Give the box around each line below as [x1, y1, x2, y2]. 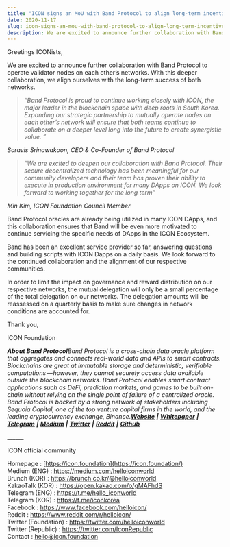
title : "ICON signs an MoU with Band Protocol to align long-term [7, 10, 201, 17]
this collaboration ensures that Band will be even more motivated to [7, 222, 197, 230]
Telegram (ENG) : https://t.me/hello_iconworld [7, 489, 137, 497]
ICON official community [7, 446, 77, 454]
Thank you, [7, 320, 39, 329]
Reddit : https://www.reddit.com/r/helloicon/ [7, 511, 131, 519]
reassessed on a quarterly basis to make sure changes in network [7, 300, 193, 308]
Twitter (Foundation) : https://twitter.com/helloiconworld [7, 518, 166, 526]
